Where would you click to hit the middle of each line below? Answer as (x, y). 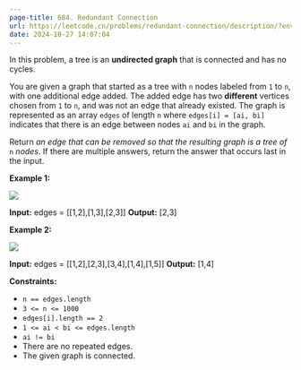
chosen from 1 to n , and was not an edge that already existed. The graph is (147, 106)
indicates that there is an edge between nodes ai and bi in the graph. (138, 125)
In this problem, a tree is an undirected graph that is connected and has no (148, 60)
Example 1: (30, 178)
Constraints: (33, 281)
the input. (27, 161)
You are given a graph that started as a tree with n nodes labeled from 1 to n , (150, 87)
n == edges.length (56, 300)
